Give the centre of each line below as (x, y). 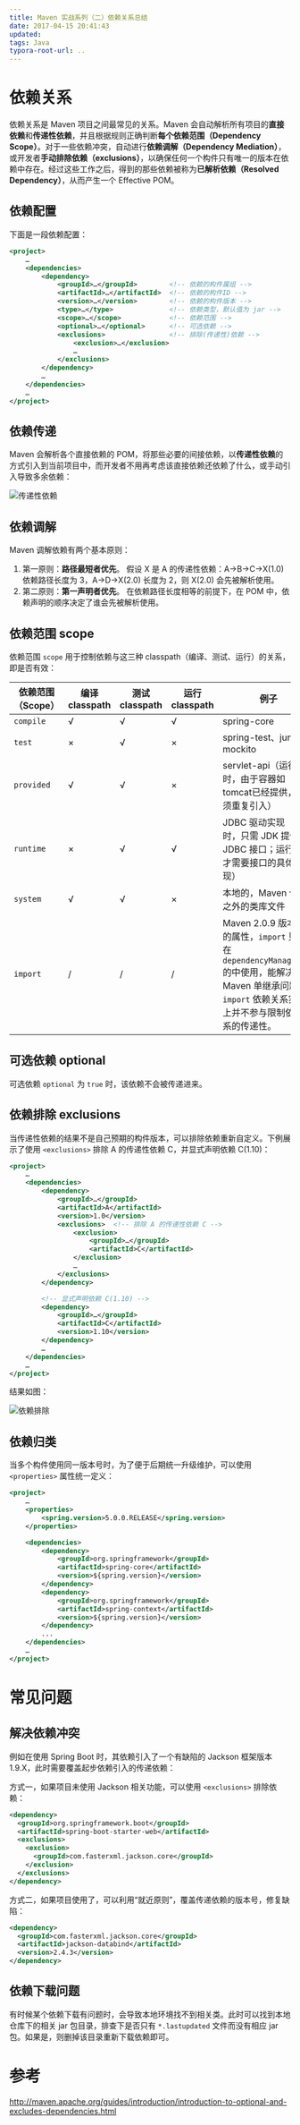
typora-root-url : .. (48, 51)
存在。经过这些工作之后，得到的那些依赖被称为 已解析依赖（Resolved (152, 169)
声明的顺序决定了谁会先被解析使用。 (96, 603)
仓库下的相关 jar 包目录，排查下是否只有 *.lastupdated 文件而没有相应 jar (144, 2025)
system (28, 899)
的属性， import (254, 936)
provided (32, 785)
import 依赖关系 (255, 999)
